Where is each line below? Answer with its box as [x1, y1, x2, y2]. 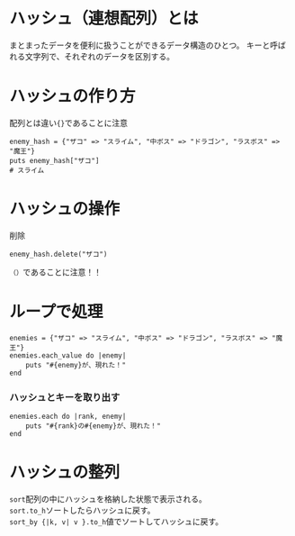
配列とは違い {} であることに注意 [9, 117, 129, 128]
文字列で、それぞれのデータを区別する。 [24, 50, 175, 61]
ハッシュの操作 [9, 199, 121, 219]
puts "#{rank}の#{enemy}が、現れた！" [25, 422, 162, 431]
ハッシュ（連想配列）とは [9, 8, 200, 29]
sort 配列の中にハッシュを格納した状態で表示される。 [9, 493, 207, 504]
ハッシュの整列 [9, 462, 121, 483]
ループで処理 [9, 302, 103, 322]
